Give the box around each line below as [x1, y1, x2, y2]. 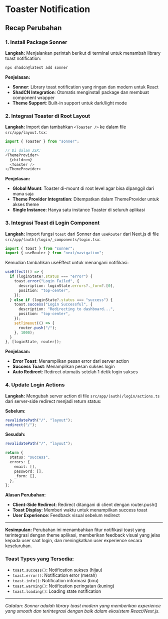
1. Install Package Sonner [5, 39, 67, 46]
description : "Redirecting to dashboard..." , [18, 306, 115, 312]
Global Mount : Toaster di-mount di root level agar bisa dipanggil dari [12, 185, 154, 191]
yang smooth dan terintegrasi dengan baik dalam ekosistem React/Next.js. [5, 608, 160, 614]
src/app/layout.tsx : [5, 129, 47, 135]
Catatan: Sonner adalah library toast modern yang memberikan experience [5, 602, 161, 608]
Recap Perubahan [5, 24, 62, 32]
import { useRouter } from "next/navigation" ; [5, 250, 104, 256]
